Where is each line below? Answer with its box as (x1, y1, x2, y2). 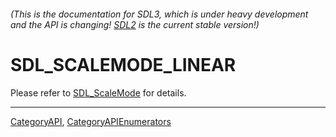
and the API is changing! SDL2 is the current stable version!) (10, 18, 260, 30)
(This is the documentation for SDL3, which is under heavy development (10, 8, 309, 20)
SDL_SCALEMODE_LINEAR (10, 53, 237, 76)
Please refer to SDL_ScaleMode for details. (10, 86, 187, 99)
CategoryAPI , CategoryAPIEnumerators (10, 115, 172, 127)
